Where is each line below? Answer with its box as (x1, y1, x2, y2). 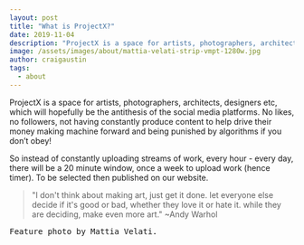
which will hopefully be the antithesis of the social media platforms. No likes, (9, 106, 295, 118)
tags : (9, 64, 30, 73)
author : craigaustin (9, 55, 88, 64)
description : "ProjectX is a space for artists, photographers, (9, 38, 257, 48)
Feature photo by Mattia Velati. (9, 226, 158, 236)
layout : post (9, 13, 59, 23)
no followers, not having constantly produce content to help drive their (9, 116, 272, 127)
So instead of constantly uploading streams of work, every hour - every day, (9, 153, 294, 164)
